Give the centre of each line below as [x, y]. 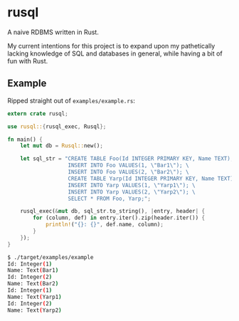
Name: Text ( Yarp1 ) [34, 297]
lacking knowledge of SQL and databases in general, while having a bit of [115, 53]
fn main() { [25, 140]
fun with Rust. [28, 60]
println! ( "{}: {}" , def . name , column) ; [104, 225]
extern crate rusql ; [38, 114]
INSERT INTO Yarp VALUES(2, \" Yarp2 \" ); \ [132, 192]
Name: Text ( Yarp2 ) [34, 310]
